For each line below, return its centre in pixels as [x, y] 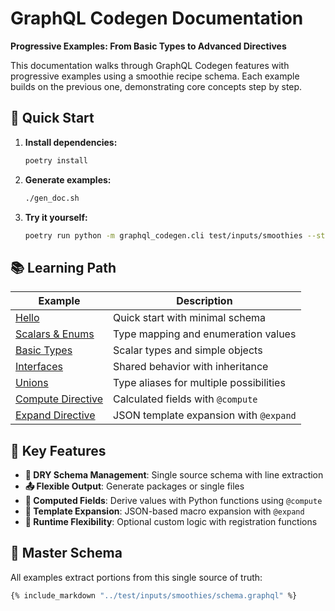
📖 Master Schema [66, 553]
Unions [32, 383]
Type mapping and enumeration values [205, 334]
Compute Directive [59, 399]
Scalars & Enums [55, 334]
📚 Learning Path [63, 267]
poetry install [56, 160]
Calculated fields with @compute [185, 399]
